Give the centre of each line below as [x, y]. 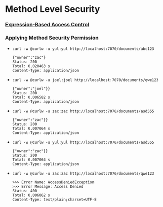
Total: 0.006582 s [31, 97]
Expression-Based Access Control [47, 25]
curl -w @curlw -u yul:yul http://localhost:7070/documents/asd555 [83, 143]
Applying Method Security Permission [52, 38]
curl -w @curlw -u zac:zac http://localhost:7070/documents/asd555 [83, 111]
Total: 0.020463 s [31, 66]
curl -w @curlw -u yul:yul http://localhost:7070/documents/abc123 [83, 49]
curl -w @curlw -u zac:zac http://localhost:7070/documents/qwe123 [83, 174]
